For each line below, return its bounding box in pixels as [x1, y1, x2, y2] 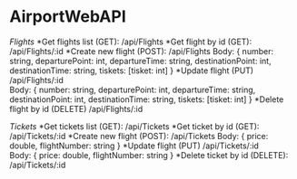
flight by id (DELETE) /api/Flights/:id [9, 103, 144, 114]
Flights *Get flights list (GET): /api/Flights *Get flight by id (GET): [9, 36, 252, 47]
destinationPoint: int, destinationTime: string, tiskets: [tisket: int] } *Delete [9, 93, 284, 105]
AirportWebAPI [9, 6, 127, 27]
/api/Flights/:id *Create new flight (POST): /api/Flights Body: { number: [9, 45, 274, 56]
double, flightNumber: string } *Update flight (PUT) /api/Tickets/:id [9, 140, 259, 151]
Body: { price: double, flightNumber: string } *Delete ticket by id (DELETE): [9, 149, 289, 160]
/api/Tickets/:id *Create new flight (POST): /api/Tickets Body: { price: [9, 130, 269, 141]
